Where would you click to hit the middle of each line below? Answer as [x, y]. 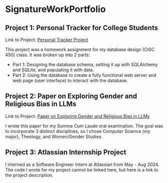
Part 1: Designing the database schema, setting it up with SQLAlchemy [85, 64]
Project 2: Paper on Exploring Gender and [71, 96]
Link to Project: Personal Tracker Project [47, 40]
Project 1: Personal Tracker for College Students [82, 28]
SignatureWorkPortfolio [56, 9]
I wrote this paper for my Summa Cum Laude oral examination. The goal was [84, 126]
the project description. [29, 175]
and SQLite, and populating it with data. [53, 70]
